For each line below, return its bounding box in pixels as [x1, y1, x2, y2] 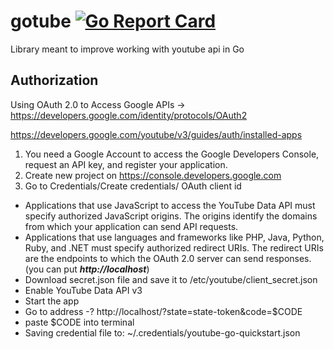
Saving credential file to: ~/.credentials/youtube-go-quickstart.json [24, 326, 301, 339]
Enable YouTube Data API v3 [24, 284, 143, 296]
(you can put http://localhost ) [24, 263, 150, 275]
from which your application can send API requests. [24, 220, 239, 232]
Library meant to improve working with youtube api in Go [10, 43, 245, 55]
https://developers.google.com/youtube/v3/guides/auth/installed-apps [10, 128, 303, 140]
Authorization [10, 72, 99, 89]
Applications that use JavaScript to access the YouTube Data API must [24, 199, 316, 211]
